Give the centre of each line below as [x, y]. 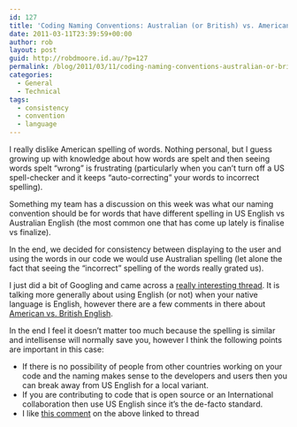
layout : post [33, 50]
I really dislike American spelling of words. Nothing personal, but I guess [141, 149]
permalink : [29, 67]
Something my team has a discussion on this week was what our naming [141, 204]
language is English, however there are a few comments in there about [137, 304]
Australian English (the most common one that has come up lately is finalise [147, 223]
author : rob [31, 42]
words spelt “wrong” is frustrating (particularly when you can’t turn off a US [147, 168]
